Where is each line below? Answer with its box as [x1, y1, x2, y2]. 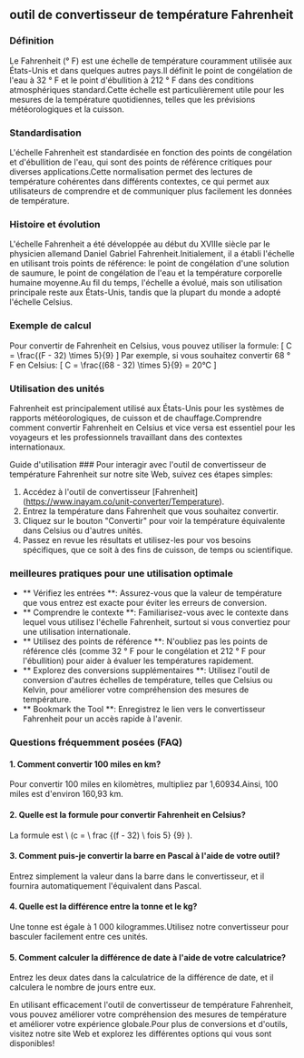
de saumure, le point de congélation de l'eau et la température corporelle [9, 267, 283, 278]
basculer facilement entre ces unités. [9, 931, 148, 942]
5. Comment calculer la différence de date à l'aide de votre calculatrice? [9, 952, 287, 962]
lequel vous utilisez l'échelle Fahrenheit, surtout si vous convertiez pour [22, 617, 291, 628]
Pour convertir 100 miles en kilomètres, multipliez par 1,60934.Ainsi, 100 [9, 779, 279, 790]
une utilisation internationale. [22, 627, 132, 638]
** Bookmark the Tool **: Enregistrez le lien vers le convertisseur [22, 704, 266, 715]
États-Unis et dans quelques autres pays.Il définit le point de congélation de [9, 65, 293, 76]
